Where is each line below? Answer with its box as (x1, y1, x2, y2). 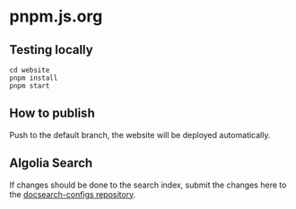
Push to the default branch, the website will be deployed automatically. (9, 129, 271, 140)
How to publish (9, 106, 96, 121)
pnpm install (9, 74, 58, 83)
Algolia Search (9, 155, 93, 171)
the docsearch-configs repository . (9, 188, 136, 199)
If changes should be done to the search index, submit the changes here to (9, 179, 287, 190)
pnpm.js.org (9, 6, 103, 27)
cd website (9, 65, 50, 74)
